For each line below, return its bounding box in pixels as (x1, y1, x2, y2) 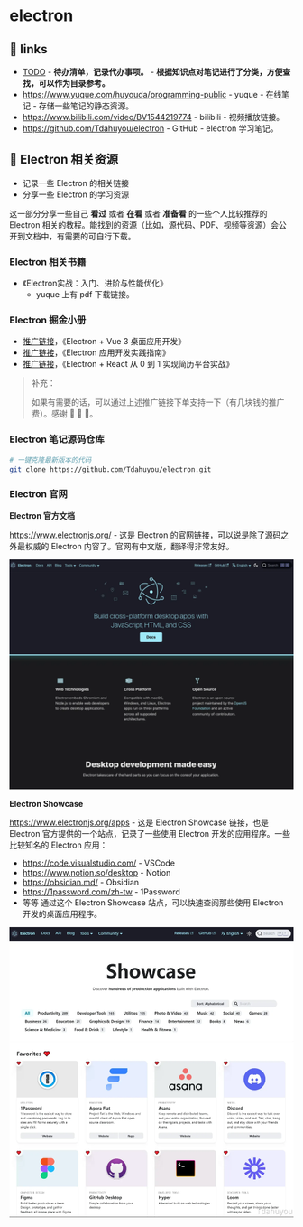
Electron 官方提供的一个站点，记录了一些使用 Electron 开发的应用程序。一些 (9, 829, 291, 839)
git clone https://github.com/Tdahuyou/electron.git (9, 464, 212, 474)
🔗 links (9, 42, 48, 57)
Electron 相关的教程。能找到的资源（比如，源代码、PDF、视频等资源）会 (9, 219, 280, 230)
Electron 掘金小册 (9, 314, 87, 326)
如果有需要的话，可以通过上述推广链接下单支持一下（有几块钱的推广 (31, 397, 285, 407)
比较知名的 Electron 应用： (9, 839, 108, 850)
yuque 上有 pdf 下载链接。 (35, 289, 134, 300)
